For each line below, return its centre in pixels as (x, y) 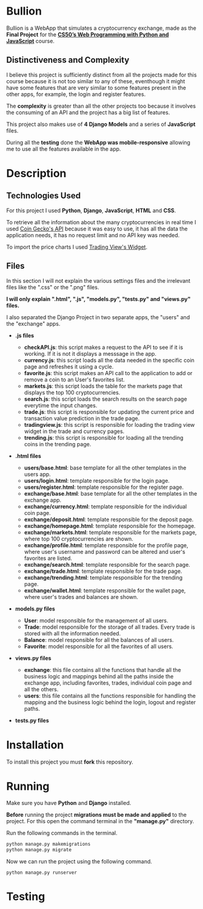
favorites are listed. (48, 558)
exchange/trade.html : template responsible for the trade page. (103, 571)
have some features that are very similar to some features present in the (96, 88)
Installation (35, 745)
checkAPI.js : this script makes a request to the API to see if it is (104, 347)
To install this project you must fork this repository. (70, 762)
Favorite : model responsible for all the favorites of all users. (99, 646)
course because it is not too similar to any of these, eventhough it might (96, 81)
